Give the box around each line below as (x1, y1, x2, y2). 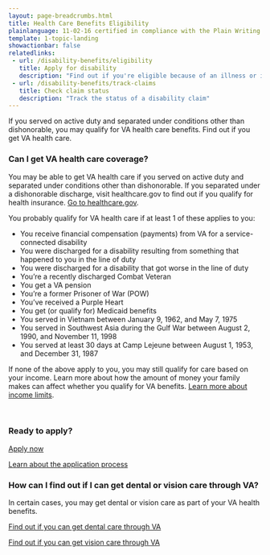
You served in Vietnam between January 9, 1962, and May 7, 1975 (19, 314, 238, 324)
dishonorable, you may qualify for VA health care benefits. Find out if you (8, 125, 251, 135)
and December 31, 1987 (19, 348, 99, 358)
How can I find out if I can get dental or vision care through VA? (8, 479, 259, 491)
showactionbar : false (8, 42, 81, 50)
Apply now (8, 444, 44, 454)
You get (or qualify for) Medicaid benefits (19, 305, 157, 315)
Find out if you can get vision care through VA (8, 537, 161, 548)
